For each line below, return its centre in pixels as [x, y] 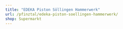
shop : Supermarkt [23, 19]
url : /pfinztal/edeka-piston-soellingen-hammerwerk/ [62, 14]
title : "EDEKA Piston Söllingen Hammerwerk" [53, 10]
